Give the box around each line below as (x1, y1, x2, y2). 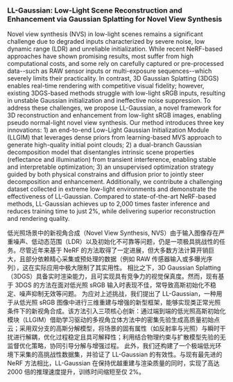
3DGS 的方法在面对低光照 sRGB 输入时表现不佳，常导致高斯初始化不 (15, 281, 210, 290)
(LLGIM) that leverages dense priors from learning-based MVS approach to (7, 133, 222, 142)
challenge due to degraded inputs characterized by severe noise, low (7, 38, 205, 46)
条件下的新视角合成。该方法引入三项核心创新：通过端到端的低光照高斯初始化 (7, 307, 226, 315)
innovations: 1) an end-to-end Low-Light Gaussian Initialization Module (7, 126, 209, 134)
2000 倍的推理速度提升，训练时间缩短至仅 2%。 (7, 367, 146, 376)
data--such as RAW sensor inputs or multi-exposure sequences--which (7, 67, 212, 75)
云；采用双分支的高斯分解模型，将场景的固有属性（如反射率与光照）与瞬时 (7, 324, 220, 333)
